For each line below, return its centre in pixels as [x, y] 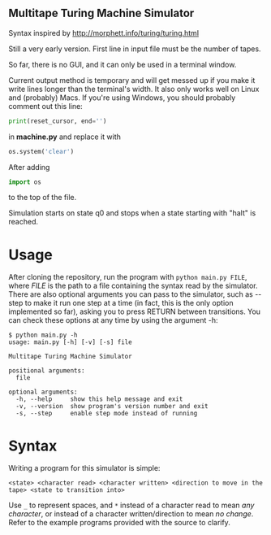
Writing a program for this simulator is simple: [84, 468]
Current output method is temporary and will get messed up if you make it [132, 80]
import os [25, 182]
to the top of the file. [43, 198]
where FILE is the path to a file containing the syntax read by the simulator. [133, 286]
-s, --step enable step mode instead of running [107, 414]
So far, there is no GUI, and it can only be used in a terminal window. [123, 64]
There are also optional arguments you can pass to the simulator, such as [131, 294]
